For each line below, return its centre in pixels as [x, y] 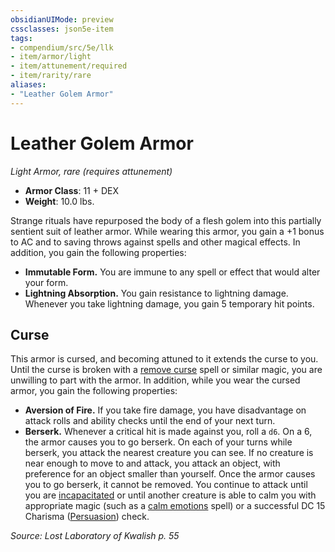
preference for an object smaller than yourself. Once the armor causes [170, 474]
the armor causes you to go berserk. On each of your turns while [158, 442]
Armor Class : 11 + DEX [71, 190]
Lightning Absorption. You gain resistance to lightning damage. [156, 293]
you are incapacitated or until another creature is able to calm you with [170, 495]
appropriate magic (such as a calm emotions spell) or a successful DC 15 [175, 506]
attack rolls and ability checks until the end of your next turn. [150, 421]
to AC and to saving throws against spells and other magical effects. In [155, 242]
